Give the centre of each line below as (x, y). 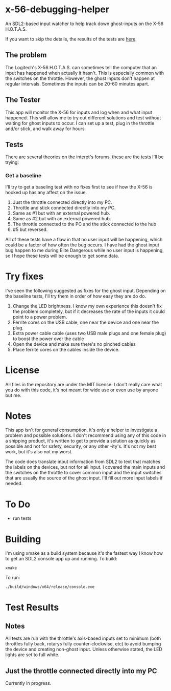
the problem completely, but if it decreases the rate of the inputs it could (89, 311)
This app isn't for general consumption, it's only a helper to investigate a (81, 430)
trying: (12, 162)
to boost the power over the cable (48, 339)
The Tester (23, 100)
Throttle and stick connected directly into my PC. (64, 207)
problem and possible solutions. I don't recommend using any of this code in (86, 435)
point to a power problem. (40, 317)
